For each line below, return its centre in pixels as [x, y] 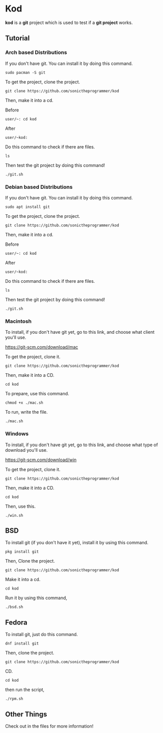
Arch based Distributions [36, 52]
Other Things [26, 714]
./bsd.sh [14, 607]
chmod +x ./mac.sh [24, 403]
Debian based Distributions [39, 187]
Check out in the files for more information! [49, 726]
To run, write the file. [26, 412]
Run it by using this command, [36, 598]
